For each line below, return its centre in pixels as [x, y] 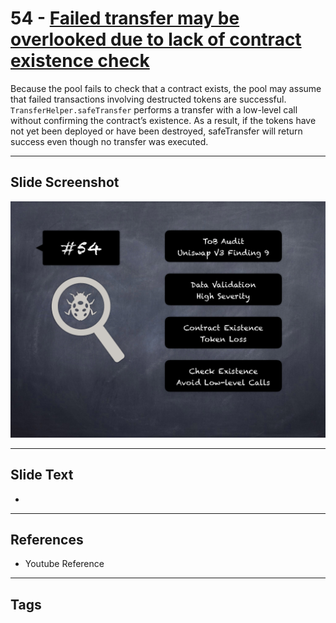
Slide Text [42, 475]
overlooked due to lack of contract [156, 39]
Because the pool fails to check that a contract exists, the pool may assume [166, 88]
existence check [80, 61]
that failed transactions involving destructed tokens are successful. [148, 99]
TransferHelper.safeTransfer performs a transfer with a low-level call [154, 109]
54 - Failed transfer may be [125, 18]
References [47, 539]
